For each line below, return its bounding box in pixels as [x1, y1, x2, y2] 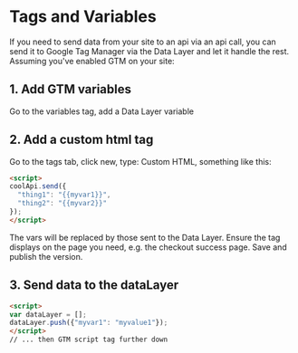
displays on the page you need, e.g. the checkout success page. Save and [9, 242, 287, 253]
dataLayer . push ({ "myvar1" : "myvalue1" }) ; [9, 319, 168, 328]
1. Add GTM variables [9, 81, 132, 97]
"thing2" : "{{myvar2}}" [17, 199, 107, 208]
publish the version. [9, 251, 83, 262]
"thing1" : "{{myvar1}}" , [17, 190, 111, 200]
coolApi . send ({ [9, 182, 67, 191]
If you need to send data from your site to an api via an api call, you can [9, 36, 276, 47]
